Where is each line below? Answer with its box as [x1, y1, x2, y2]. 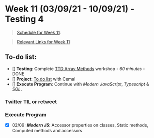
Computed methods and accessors [12, 128, 82, 134]
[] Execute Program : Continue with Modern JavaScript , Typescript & [12, 81, 149, 87]
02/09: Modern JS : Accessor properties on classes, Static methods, [12, 122, 149, 128]
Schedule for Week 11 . [16, 29, 62, 35]
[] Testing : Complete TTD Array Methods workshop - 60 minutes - [12, 66, 145, 71]
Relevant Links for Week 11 [16, 39, 70, 44]
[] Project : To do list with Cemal [12, 76, 76, 82]
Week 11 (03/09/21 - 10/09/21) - [5, 3, 135, 14]
